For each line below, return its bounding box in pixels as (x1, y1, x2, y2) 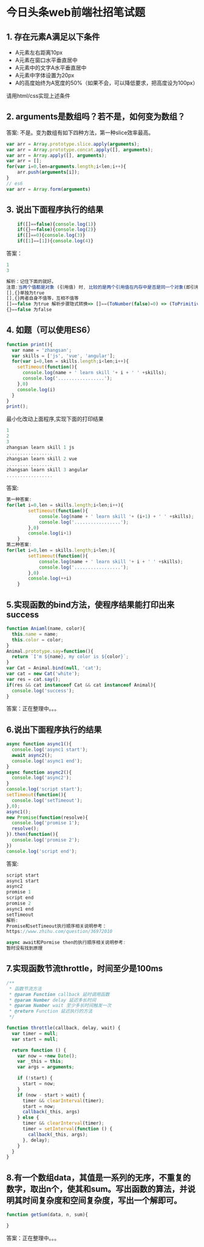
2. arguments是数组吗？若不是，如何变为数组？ (6, 112, 186, 122)
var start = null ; (12, 1036, 59, 1042)
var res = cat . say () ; (6, 676, 61, 682)
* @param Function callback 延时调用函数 (8, 991, 110, 997)
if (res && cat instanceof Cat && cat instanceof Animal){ (6, 682, 156, 688)
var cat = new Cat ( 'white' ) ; (6, 671, 80, 677)
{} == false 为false (6, 307, 52, 313)
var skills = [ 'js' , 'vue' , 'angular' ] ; (12, 353, 115, 359)
